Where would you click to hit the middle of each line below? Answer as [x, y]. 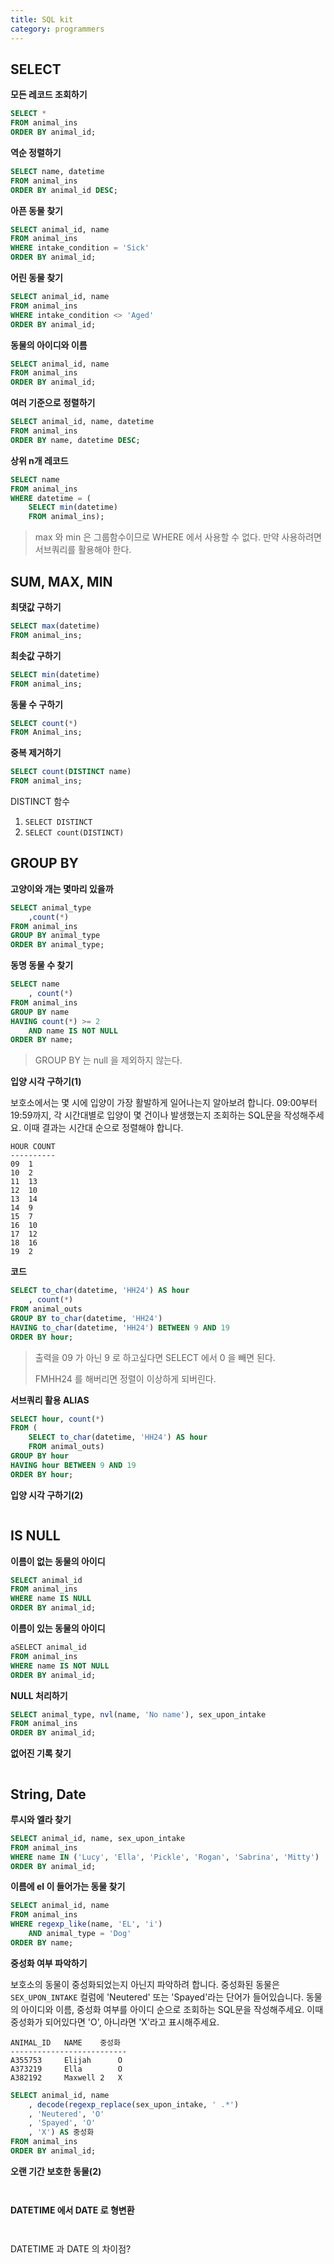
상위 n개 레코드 [39, 460]
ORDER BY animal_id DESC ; [64, 190]
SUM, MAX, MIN [61, 581]
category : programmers [57, 29]
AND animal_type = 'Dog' [80, 1934]
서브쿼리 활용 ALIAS [50, 1400]
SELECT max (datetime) [55, 626]
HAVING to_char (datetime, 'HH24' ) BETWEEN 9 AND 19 [120, 1327]
